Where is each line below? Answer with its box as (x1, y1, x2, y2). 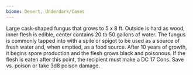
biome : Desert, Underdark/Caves (6, 8, 85, 15)
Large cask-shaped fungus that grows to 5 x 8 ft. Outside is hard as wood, (6, 25, 185, 32)
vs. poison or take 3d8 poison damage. (6, 62, 101, 69)
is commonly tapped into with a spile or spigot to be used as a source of (6, 37, 180, 44)
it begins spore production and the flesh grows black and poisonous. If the (6, 49, 186, 56)
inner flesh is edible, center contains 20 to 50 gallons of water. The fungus (6, 30, 186, 38)
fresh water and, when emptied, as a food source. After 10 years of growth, (6, 43, 187, 50)
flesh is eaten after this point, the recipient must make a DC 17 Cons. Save (6, 56, 184, 63)
